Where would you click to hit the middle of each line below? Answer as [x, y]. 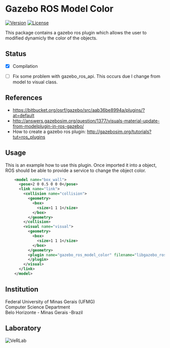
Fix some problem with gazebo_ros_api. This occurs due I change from [87, 76]
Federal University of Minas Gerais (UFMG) [50, 301]
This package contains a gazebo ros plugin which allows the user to [76, 32]
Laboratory [23, 329]
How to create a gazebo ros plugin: [49, 132]
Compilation [25, 66]
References [24, 98]
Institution [22, 290]
